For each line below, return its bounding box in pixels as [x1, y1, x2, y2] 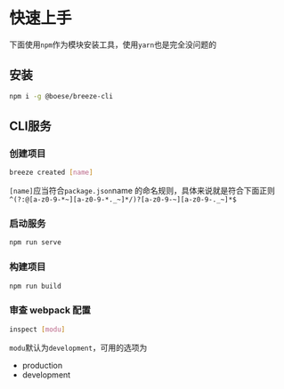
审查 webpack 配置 [9, 304, 92, 316]
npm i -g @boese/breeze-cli [9, 91, 114, 100]
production [21, 360, 63, 370]
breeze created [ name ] [9, 168, 93, 178]
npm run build [9, 282, 62, 290]
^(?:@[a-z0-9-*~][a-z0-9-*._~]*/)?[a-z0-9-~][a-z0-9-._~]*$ [9, 195, 238, 204]
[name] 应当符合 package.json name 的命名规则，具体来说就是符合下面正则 [9, 186, 276, 196]
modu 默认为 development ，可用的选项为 [9, 342, 148, 353]
